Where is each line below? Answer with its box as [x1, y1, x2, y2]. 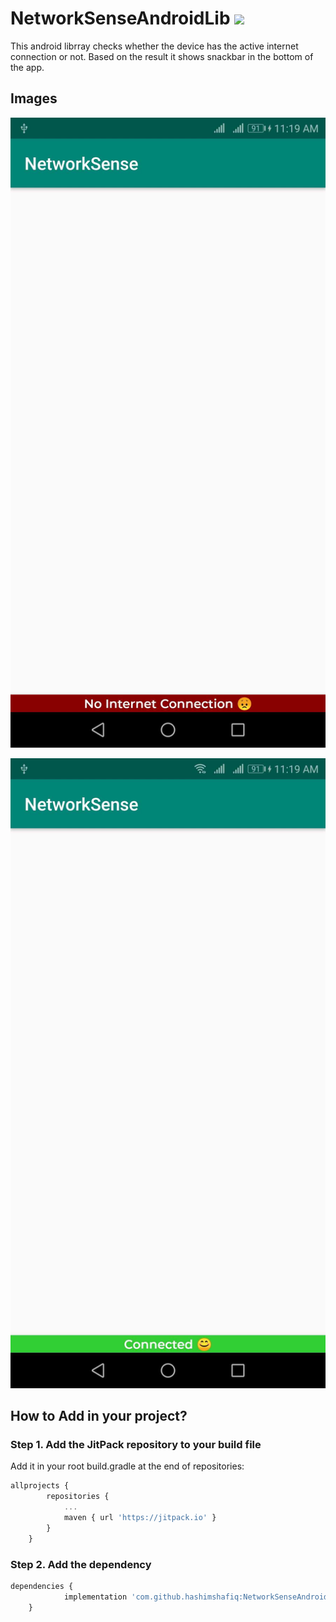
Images [10, 90, 58, 107]
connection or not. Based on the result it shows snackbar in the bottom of [10, 50, 314, 62]
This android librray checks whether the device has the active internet [10, 40, 299, 52]
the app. [10, 61, 45, 73]
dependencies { [10, 1581, 74, 1591]
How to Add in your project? [10, 1408, 188, 1425]
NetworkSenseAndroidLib [10, 7, 231, 30]
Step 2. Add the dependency [10, 1557, 152, 1571]
